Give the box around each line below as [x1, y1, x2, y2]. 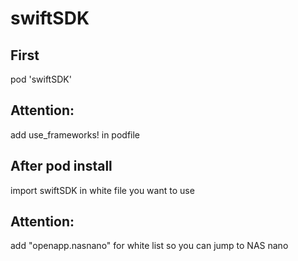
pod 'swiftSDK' [10, 73, 72, 85]
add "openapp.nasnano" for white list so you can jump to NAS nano [10, 240, 289, 252]
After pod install [10, 158, 113, 175]
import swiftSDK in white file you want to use [10, 184, 195, 196]
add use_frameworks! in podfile [10, 128, 141, 141]
